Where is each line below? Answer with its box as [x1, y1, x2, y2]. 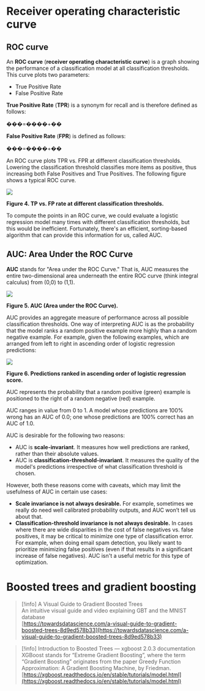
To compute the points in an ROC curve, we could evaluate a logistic [6, 212, 179, 219]
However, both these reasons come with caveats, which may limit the [6, 481, 181, 488]
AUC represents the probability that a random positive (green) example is [6, 388, 191, 395]
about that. [15, 512, 43, 520]
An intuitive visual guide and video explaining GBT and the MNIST [21, 606, 187, 614]
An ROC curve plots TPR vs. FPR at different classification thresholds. [6, 157, 182, 164]
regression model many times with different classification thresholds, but [6, 218, 190, 225]
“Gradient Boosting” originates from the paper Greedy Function [21, 658, 181, 665]
